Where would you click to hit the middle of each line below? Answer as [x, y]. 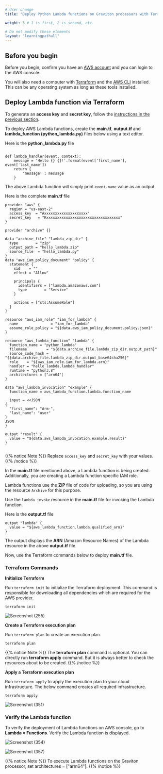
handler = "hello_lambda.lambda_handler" [52, 366]
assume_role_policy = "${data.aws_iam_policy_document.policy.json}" [81, 328]
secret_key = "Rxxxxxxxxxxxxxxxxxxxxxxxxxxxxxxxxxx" [66, 217]
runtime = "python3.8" [32, 370]
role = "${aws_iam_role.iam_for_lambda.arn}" [59, 362]
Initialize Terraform [25, 578]
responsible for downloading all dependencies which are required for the [78, 593]
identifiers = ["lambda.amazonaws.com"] [59, 285]
